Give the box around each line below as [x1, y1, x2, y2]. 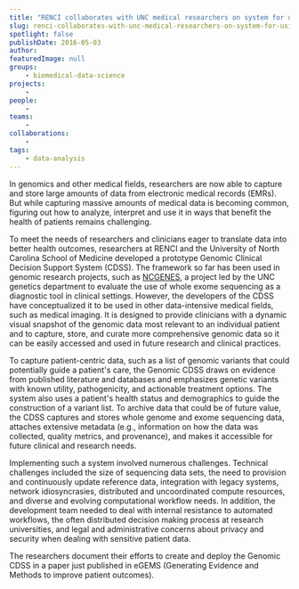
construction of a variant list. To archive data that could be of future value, [9, 402, 282, 413]
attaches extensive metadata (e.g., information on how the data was [9, 421, 259, 432]
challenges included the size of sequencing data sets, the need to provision [9, 467, 287, 478]
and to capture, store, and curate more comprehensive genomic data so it [9, 328, 279, 339]
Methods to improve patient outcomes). [9, 569, 154, 580]
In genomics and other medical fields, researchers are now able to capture [9, 178, 283, 189]
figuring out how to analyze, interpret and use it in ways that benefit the [9, 207, 271, 217]
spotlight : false [9, 29, 74, 38]
